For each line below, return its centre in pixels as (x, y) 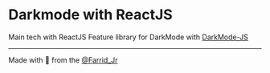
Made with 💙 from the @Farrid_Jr (63, 60)
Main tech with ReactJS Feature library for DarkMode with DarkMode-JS (129, 37)
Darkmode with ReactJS (90, 15)
